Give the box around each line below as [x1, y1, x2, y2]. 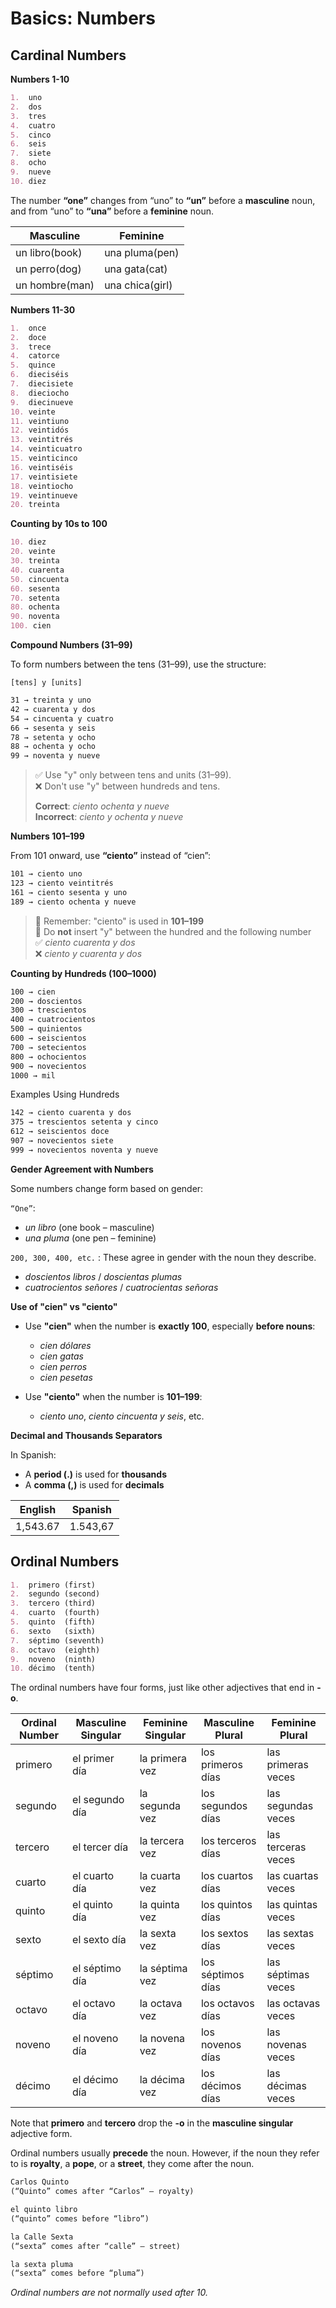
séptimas [266, 1968, 310, 1982]
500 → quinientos [10, 1024, 83, 1034]
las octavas [266, 1997, 321, 2011]
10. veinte [10, 407, 56, 417]
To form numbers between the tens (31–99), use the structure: [10, 658, 267, 670]
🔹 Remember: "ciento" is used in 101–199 [34, 915, 205, 927]
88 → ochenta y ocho [10, 742, 97, 752]
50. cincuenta [10, 574, 70, 584]
